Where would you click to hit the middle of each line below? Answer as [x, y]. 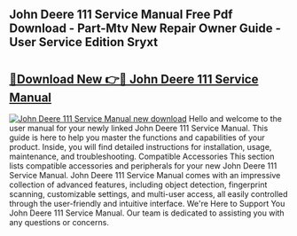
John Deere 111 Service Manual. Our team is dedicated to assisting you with [147, 213]
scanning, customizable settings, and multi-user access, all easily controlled [148, 194]
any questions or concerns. [59, 222]
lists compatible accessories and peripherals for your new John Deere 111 [143, 166]
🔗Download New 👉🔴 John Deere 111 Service [134, 79]
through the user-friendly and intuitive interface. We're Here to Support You [147, 204]
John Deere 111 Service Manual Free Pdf [121, 15]
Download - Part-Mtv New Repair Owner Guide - [145, 29]
